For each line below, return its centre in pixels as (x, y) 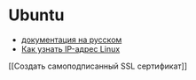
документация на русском (71, 40)
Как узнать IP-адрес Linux (71, 48)
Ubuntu (36, 15)
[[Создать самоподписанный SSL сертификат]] (98, 66)
